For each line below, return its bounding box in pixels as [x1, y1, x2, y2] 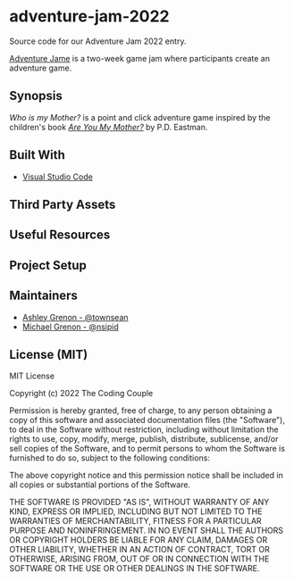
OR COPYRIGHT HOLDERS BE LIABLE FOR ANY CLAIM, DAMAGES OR [9, 535, 268, 545]
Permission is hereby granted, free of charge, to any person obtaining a [9, 405, 273, 416]
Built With [9, 147, 65, 162]
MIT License [9, 370, 55, 381]
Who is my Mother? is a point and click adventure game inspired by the [9, 112, 271, 122]
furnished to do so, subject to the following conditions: [9, 452, 210, 463]
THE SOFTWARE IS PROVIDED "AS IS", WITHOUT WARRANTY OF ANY [9, 497, 270, 508]
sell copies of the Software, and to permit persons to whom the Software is [9, 444, 286, 454]
